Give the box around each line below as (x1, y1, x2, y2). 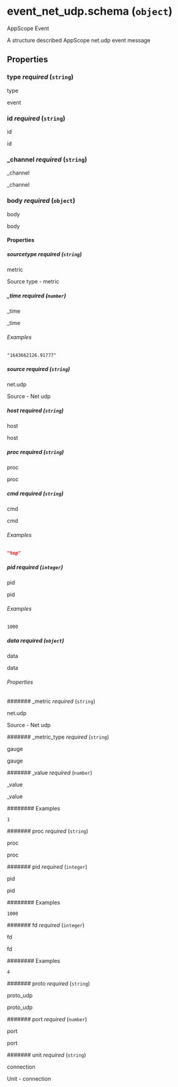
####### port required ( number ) (7, 1015, 87, 1022)
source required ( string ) (7, 365, 70, 372)
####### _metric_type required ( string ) (7, 733, 109, 740)
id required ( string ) (7, 114, 66, 122)
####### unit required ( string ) (7, 1051, 86, 1058)
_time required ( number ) (7, 292, 67, 299)
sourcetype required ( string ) (7, 250, 82, 257)
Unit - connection (7, 1075, 51, 1082)
